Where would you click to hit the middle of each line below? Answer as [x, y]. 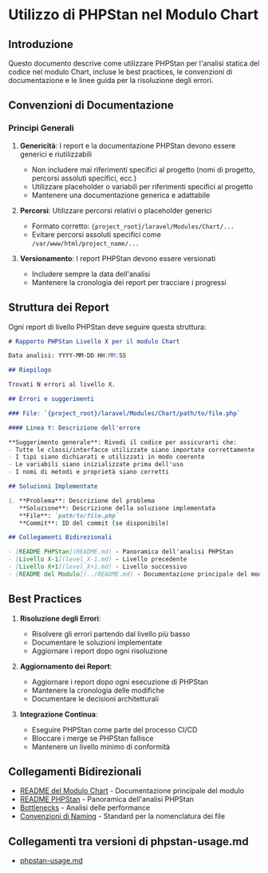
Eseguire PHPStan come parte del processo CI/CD [114, 729]
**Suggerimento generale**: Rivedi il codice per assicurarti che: [123, 442]
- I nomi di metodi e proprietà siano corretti [89, 472]
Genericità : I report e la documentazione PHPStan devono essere [128, 145]
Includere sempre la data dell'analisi [91, 274]
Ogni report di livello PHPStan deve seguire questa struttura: [107, 327]
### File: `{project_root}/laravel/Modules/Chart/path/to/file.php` [124, 413]
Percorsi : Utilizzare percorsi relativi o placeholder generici [116, 210]
